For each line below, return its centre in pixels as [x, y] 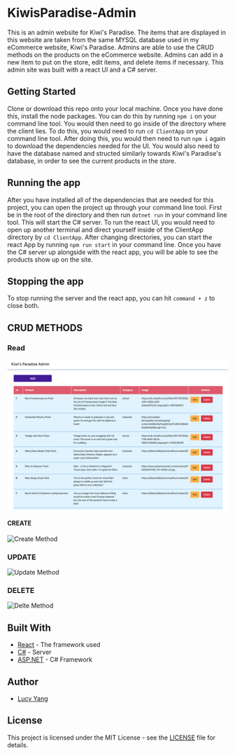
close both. [23, 306]
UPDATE [22, 557]
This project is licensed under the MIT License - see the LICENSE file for [111, 737]
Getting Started [42, 92]
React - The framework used [59, 645]
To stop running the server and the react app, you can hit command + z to [111, 298]
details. [18, 744]
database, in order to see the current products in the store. [92, 161]
